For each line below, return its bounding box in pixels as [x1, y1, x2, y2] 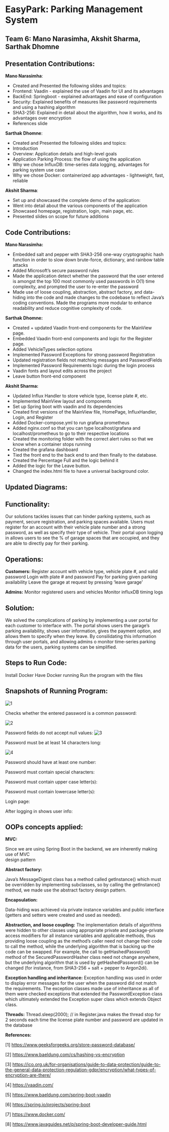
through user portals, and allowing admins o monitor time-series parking [5, 639, 156, 645]
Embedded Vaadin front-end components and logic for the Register [12, 336, 153, 342]
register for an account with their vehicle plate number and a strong [5, 524, 146, 530]
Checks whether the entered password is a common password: [5, 710, 137, 716]
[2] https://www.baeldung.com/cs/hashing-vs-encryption [5, 1052, 125, 1058]
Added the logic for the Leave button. [12, 463, 91, 469]
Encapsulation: [5, 897, 38, 903]
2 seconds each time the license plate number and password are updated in [5, 1017, 163, 1023]
